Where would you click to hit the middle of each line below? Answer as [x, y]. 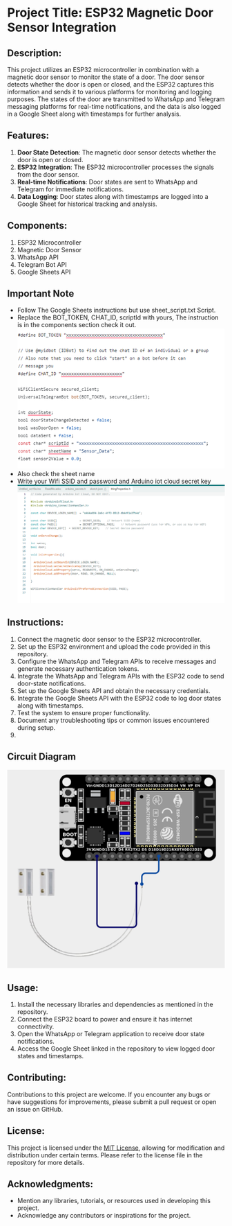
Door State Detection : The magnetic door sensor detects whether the [116, 152]
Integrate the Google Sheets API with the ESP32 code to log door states [119, 698]
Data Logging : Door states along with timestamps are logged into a [113, 196]
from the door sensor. [48, 174]
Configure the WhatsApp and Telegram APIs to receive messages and [116, 661]
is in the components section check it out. [77, 325]
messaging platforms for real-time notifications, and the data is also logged [114, 106]
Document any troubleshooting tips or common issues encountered [113, 720]
